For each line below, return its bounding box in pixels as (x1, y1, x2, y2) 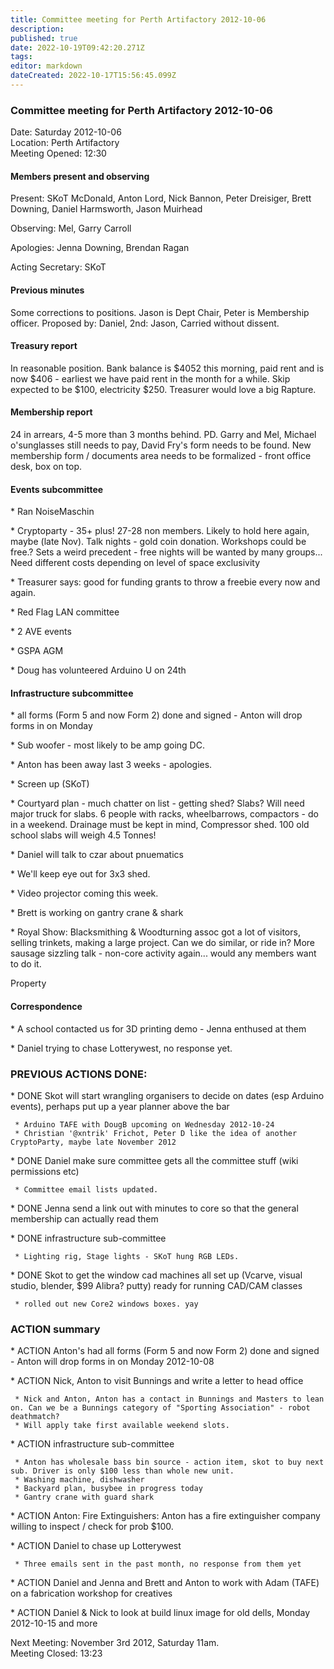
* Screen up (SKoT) (10, 778, 90, 790)
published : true (10, 33, 78, 43)
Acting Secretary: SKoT (10, 261, 107, 273)
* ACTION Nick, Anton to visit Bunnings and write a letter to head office (10, 1375, 304, 1387)
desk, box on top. (10, 460, 83, 472)
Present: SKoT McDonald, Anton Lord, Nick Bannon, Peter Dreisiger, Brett (10, 192, 312, 205)
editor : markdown (10, 61, 83, 71)
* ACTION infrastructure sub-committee (10, 1438, 175, 1450)
